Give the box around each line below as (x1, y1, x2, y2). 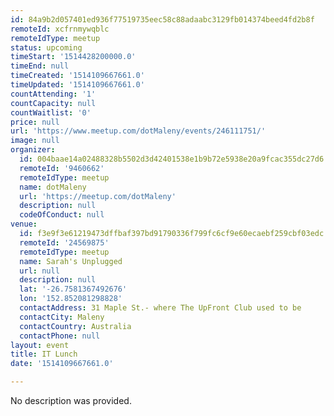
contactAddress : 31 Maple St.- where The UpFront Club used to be (19, 303, 302, 313)
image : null (10, 136, 60, 146)
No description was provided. (10, 395, 132, 406)
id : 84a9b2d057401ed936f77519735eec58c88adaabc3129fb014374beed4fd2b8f (10, 14, 315, 25)
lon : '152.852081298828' (19, 294, 123, 304)
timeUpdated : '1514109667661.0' (10, 80, 145, 90)
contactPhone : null (19, 331, 101, 341)
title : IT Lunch (10, 349, 78, 360)
